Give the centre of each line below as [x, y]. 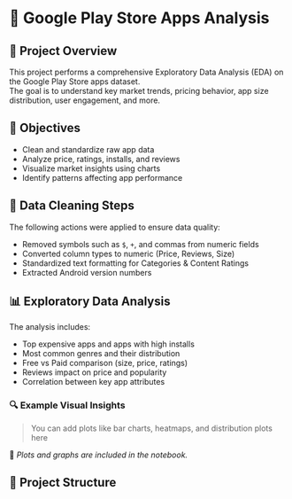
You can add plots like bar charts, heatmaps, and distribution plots [151, 428]
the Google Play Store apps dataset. [75, 82]
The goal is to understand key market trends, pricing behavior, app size [139, 91]
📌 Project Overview [63, 51]
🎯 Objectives [45, 128]
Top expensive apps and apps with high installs [108, 344]
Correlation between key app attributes [93, 382]
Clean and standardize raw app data [88, 149]
